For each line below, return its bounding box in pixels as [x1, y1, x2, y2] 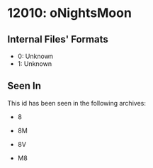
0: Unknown [17, 52, 54, 60]
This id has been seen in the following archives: [7, 99, 147, 107]
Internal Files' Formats [7, 33, 108, 45]
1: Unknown [17, 60, 52, 68]
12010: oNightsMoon [7, 5, 132, 21]
